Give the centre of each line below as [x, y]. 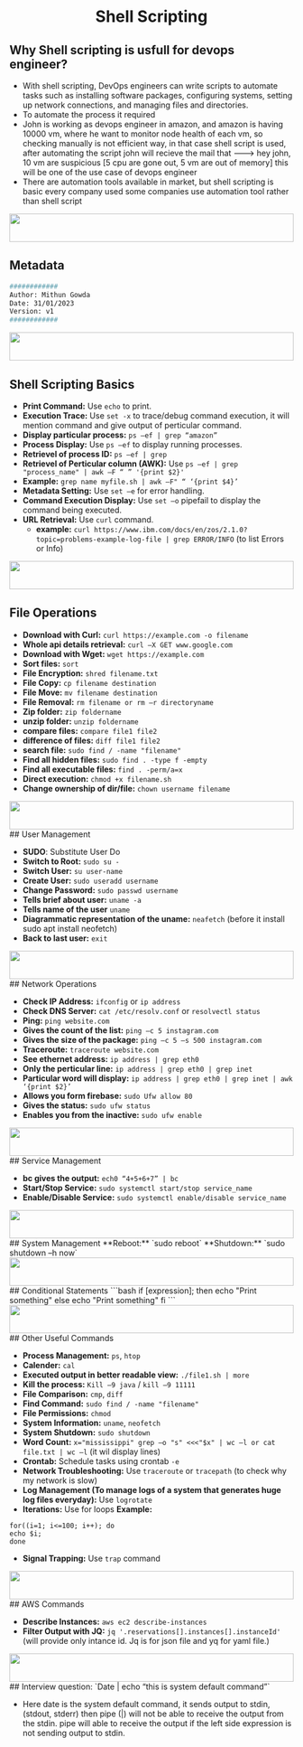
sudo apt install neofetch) [70, 928]
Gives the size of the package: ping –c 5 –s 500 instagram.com [142, 1039]
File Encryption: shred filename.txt [90, 673]
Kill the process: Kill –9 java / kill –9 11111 [109, 1384]
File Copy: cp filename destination [89, 682]
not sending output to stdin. [74, 1733]
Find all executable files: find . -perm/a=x [102, 769]
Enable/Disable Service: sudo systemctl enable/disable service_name [154, 1197]
